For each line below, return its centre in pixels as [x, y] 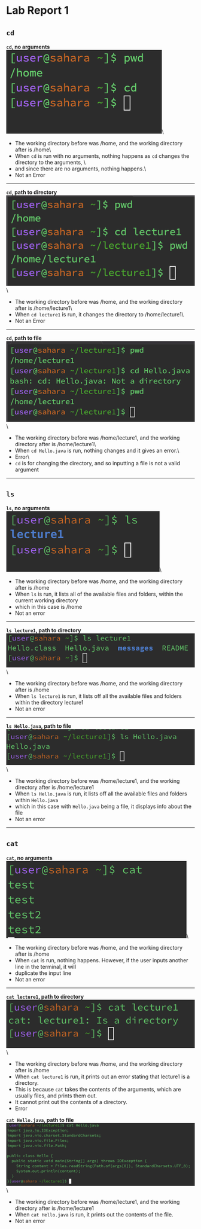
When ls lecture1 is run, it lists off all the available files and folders [98, 696]
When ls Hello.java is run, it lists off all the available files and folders [101, 794]
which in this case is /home [48, 607]
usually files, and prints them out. [56, 1096]
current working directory [46, 600]
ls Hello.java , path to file [39, 726]
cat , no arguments [29, 858]
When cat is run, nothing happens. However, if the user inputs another [101, 960]
